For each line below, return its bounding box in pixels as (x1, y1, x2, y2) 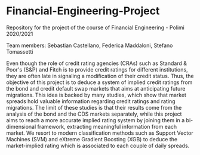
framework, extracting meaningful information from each (37, 123, 177, 130)
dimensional (6, 123, 36, 130)
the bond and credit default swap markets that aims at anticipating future (6, 85, 186, 92)
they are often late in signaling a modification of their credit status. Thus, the (6, 72, 194, 79)
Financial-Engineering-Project (6, 4, 160, 18)
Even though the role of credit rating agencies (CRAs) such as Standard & (6, 60, 187, 67)
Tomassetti (6, 48, 33, 55)
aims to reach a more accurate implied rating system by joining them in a (6, 116, 185, 123)
